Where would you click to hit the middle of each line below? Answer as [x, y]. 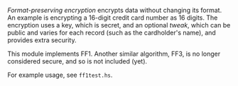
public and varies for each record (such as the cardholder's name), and [112, 32]
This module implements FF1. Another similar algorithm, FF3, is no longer [114, 54]
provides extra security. [42, 40]
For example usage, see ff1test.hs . [60, 75]
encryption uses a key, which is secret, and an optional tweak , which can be [119, 25]
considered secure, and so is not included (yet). [77, 61]
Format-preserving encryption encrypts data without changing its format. [115, 10]
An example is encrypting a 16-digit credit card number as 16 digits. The [113, 18]
